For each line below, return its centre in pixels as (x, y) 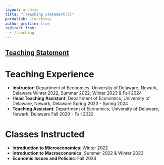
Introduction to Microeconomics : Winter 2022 (60, 148)
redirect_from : (21, 28)
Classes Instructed (45, 134)
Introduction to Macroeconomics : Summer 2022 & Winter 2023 (78, 153)
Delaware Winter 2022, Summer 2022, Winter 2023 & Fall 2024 (77, 93)
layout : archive (22, 10)
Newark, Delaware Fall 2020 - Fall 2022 (53, 114)
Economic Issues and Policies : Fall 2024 (54, 159)
